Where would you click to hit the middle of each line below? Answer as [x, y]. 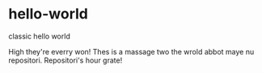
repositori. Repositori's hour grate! [65, 60]
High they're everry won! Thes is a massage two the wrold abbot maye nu [131, 51]
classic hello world [39, 36]
